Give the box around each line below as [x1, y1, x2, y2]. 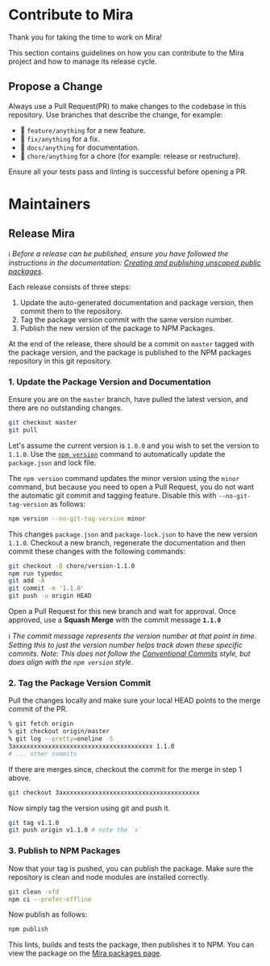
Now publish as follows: [8, 910, 88, 919]
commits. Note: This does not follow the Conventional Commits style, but [8, 649, 251, 658]
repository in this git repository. [8, 356, 113, 366]
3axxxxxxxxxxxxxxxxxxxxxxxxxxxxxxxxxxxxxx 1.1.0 [8, 742, 175, 750]
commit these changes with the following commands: [8, 546, 186, 556]
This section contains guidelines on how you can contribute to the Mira [8, 48, 244, 57]
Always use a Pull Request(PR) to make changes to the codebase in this [8, 101, 247, 110]
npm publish [8, 925, 48, 934]
